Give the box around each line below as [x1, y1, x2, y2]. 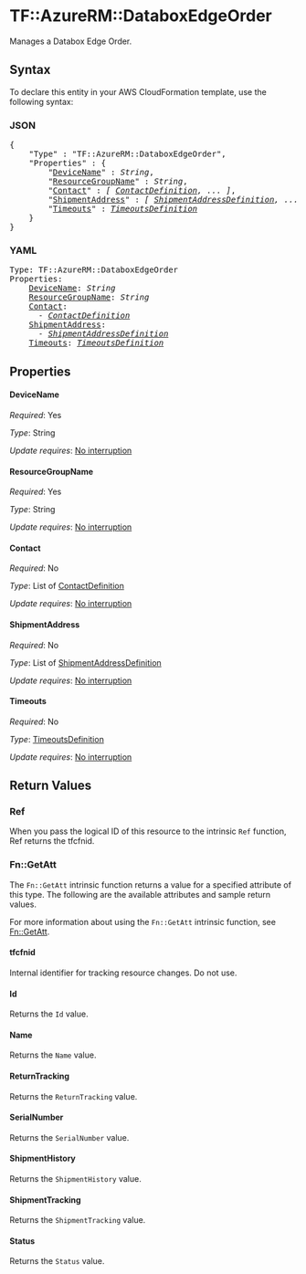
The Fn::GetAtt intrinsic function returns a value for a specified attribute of [9, 879, 292, 890]
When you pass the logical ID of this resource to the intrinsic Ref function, [9, 826, 287, 837]
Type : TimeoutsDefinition [9, 733, 105, 744]
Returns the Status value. [9, 1256, 105, 1267]
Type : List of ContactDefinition [9, 581, 125, 592]
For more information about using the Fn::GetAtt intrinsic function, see [9, 916, 277, 927]
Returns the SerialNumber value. [9, 1132, 130, 1142]
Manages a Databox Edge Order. [9, 36, 132, 47]
